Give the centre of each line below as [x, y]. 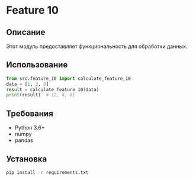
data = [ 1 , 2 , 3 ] [28, 84]
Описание [26, 32]
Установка [27, 159]
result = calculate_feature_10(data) [53, 89]
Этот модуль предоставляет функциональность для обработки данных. [97, 46]
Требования [30, 113]
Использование [37, 65]
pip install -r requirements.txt [47, 172]
